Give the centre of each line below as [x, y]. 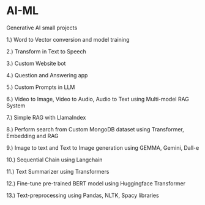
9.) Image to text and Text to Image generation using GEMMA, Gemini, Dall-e [103, 147]
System [16, 106]
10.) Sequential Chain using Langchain [54, 160]
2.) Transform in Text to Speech [47, 51]
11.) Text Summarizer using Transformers [58, 171]
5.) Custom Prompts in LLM [41, 87]
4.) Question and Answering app [47, 75]
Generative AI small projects [42, 28]
